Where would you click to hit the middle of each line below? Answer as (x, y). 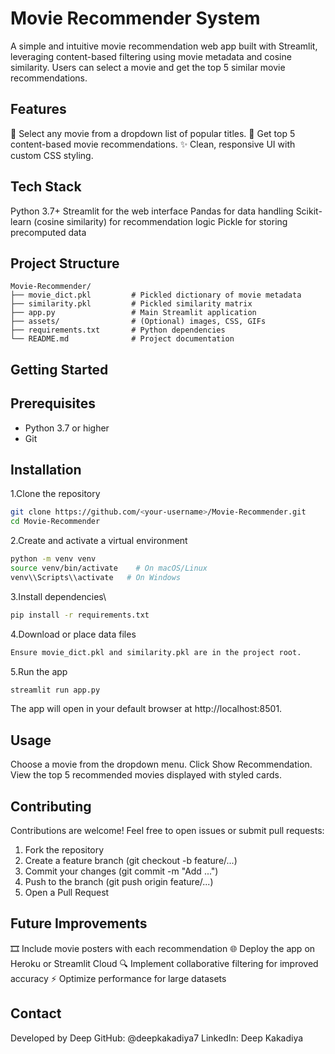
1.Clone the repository (55, 494)
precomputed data (48, 232)
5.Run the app (39, 671)
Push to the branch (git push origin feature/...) (119, 882)
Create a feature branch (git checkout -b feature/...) (131, 861)
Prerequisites (53, 403)
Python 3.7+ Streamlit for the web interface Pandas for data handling (152, 211)
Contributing (51, 806)
